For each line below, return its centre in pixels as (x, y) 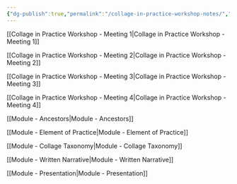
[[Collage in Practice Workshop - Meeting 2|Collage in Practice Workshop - (116, 55)
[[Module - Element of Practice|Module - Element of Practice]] (98, 132)
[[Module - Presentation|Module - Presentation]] (77, 173)
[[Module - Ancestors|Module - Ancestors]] (70, 118)
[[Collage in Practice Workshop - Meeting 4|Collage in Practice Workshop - (117, 97)
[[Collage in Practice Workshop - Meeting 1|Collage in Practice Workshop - (116, 34)
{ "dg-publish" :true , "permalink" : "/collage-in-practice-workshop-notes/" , (118, 14)
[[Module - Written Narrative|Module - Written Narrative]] (90, 159)
